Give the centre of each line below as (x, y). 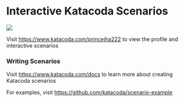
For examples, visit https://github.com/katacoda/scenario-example (89, 92)
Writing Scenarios (33, 61)
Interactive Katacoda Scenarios (87, 11)
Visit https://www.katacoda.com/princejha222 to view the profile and (92, 39)
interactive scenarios (32, 45)
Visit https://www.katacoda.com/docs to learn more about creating (90, 74)
